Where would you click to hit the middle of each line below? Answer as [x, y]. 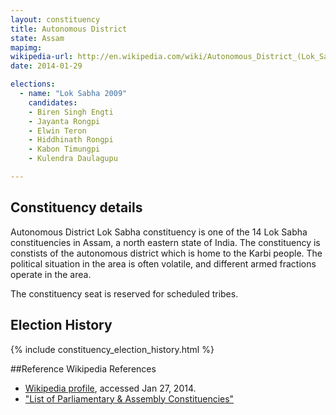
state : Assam [37, 38]
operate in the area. [51, 274]
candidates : [53, 102]
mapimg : [26, 47]
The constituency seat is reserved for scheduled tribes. [124, 293]
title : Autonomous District [69, 29]
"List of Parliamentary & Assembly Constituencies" [129, 398]
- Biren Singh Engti [71, 112]
